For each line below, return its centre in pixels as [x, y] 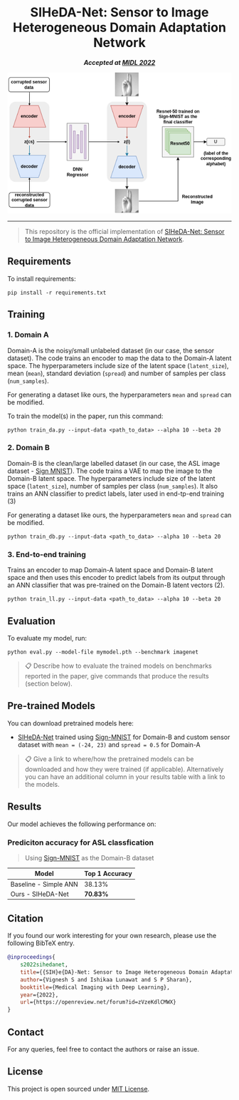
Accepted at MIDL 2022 [119, 62]
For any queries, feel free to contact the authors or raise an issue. [103, 1049]
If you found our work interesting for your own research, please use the [112, 936]
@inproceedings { [31, 957]
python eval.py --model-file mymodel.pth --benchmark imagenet [103, 652]
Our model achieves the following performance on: [82, 824]
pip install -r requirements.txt [57, 292]
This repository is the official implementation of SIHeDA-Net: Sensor [125, 232]
